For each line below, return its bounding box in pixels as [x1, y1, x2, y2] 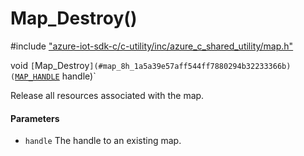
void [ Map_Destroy [10, 59, 90, 71]
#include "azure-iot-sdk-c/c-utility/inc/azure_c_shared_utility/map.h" [10, 40, 294, 52]
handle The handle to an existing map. [24, 135, 182, 147]
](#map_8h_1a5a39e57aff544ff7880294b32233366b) [89, 61, 292, 71]
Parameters [10, 112, 60, 124]
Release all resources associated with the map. [10, 89, 205, 101]
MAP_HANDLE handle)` [14, 70, 97, 82]
